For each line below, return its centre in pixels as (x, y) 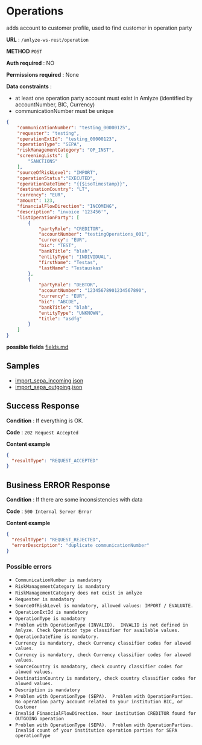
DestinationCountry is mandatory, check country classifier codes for (106, 678)
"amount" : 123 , (36, 201)
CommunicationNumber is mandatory (58, 580)
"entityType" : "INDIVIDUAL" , (75, 257)
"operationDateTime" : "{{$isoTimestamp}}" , (73, 184)
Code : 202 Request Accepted (43, 432)
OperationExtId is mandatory (52, 612)
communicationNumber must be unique (64, 111)
